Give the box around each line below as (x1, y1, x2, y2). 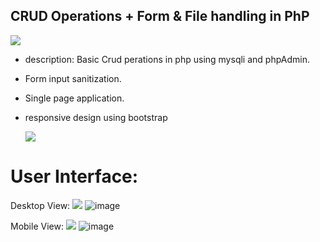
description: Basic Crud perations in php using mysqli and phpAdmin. (24, 53, 310, 65)
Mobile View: (10, 220, 64, 232)
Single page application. (24, 92, 125, 104)
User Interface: (10, 165, 139, 188)
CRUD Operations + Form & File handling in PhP (10, 8, 310, 25)
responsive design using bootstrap (24, 111, 168, 123)
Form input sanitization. (24, 72, 122, 84)
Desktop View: (10, 199, 71, 211)
